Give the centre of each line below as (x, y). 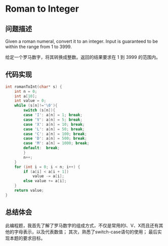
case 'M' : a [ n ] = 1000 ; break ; (56, 143)
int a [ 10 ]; (26, 96)
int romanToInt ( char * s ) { (34, 87)
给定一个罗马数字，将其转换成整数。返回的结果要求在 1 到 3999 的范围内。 (83, 57)
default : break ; (41, 148)
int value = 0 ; (30, 101)
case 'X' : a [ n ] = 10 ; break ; (54, 124)
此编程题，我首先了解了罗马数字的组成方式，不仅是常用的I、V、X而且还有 (82, 225)
